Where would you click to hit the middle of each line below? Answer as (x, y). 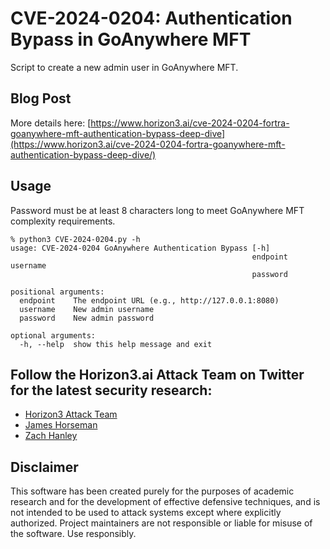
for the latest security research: (111, 390)
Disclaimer (44, 467)
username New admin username (87, 309)
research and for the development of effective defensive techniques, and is (165, 502)
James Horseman (61, 425)
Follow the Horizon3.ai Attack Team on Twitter (157, 374)
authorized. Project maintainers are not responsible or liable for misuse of (161, 523)
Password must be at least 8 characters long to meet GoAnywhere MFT (157, 210)
